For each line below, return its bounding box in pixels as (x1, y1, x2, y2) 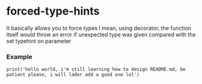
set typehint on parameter (6, 37, 72, 44)
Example (6, 52, 33, 61)
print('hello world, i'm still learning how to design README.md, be (6, 66, 186, 72)
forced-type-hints (6, 4, 100, 18)
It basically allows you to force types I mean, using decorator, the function (6, 24, 192, 32)
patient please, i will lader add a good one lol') (6, 72, 140, 78)
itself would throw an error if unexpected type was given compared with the (6, 30, 196, 38)
